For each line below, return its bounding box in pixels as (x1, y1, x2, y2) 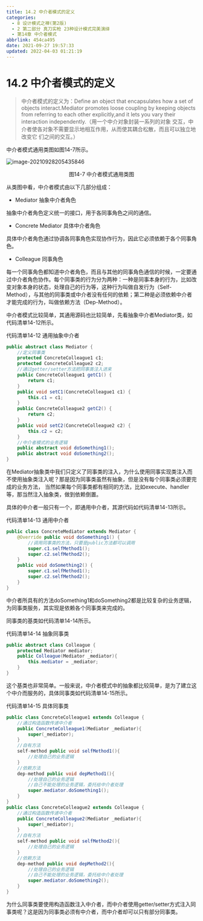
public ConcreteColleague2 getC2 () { (17, 406, 112, 412)
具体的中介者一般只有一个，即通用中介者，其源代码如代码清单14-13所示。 (6, 504, 189, 511)
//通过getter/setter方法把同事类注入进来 (17, 366, 112, 372)
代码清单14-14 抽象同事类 (6, 630, 69, 637)
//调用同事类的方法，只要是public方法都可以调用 (28, 540, 135, 546)
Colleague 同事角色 (14, 255, 63, 262)
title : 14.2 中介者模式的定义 (6, 8, 76, 15)
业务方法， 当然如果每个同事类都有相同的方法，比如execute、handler (16, 483, 189, 490)
